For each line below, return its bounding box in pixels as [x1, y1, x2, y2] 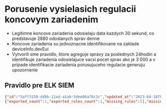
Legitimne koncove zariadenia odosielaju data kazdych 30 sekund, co [11, 30, 155, 36]
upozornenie [11, 67, 38, 73]
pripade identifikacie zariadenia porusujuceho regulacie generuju [11, 62, 145, 68]
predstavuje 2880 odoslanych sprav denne [11, 36, 100, 41]
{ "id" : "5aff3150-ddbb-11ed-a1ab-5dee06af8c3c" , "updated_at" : [4, 94, 134, 99]
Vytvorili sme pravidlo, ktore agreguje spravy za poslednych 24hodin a [11, 51, 157, 57]
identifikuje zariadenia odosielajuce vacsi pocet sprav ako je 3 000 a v [11, 56, 156, 62]
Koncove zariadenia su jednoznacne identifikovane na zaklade [11, 40, 139, 46]
